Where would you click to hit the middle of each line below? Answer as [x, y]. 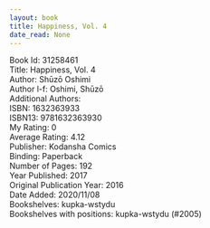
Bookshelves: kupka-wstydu [62, 204]
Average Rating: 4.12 [48, 138]
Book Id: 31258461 [44, 61]
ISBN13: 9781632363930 [56, 118]
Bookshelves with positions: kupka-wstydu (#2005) [105, 214]
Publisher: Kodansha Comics [63, 147]
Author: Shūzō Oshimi [50, 80]
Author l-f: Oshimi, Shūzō [57, 89]
